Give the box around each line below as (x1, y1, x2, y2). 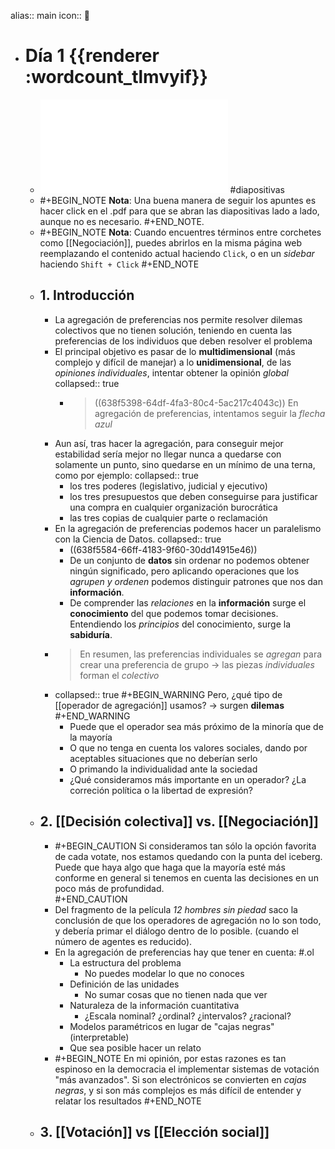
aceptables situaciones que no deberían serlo (69, 752, 258, 764)
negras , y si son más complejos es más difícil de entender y (54, 1084, 302, 1096)
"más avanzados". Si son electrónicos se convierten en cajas (54, 1073, 307, 1085)
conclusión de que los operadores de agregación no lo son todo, (54, 914, 322, 926)
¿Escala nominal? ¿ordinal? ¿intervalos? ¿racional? (84, 1010, 292, 1022)
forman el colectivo (79, 669, 160, 681)
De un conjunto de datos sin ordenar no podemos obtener (69, 554, 310, 566)
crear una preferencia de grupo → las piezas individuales (79, 658, 315, 670)
